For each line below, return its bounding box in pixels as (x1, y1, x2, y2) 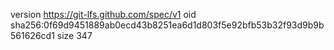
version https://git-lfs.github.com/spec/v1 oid (10, 9, 197, 20)
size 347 (56, 30, 93, 41)
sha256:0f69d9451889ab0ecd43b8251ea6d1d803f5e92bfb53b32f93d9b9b (10, 19, 325, 31)
